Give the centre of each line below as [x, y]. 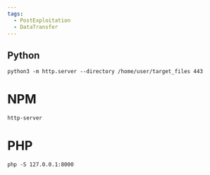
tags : [15, 14]
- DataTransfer [36, 27]
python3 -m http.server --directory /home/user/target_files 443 [105, 72]
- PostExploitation [42, 20]
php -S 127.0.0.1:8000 [41, 165]
